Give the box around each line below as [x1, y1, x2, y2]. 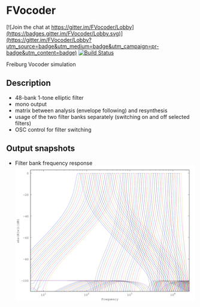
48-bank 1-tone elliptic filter [14, 94, 84, 101]
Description [6, 78, 51, 88]
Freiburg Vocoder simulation [6, 61, 76, 68]
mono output [14, 100, 47, 108]
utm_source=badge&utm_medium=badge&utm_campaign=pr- [6, 43, 159, 50]
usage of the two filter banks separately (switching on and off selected [14, 113, 190, 120]
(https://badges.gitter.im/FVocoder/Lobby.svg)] [6, 29, 123, 37]
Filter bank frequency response [14, 159, 93, 166]
